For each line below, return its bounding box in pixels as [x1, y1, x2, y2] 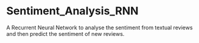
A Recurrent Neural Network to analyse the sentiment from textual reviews [6, 24, 193, 31]
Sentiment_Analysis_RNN [6, 4, 139, 18]
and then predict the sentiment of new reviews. [6, 30, 125, 37]
